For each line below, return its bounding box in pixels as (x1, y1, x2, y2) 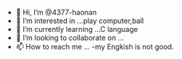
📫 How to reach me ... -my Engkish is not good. (15, 42, 174, 51)
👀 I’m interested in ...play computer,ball (15, 16, 144, 26)
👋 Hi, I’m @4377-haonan (15, 8, 97, 17)
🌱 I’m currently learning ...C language (15, 25, 138, 33)
